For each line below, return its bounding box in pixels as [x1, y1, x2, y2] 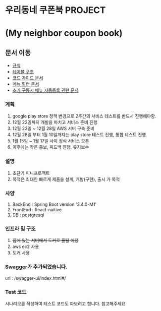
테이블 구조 [12, 69, 34, 75]
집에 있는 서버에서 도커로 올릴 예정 [12, 238, 79, 244]
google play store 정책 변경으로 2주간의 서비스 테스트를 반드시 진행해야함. [12, 113, 157, 119]
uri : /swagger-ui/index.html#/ [5, 275, 66, 281]
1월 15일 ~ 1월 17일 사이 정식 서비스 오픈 [12, 138, 90, 144]
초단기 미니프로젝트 [12, 170, 50, 176]
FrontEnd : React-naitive [12, 207, 62, 213]
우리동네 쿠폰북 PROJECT [5, 4, 106, 16]
